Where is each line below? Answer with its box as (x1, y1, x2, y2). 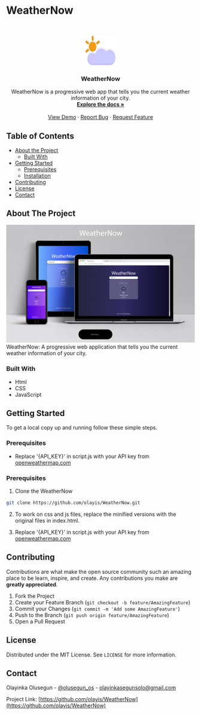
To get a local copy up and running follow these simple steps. (6, 424, 157, 431)
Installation (23, 172, 51, 179)
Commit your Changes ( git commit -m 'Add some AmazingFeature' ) (14, 605, 181, 612)
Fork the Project (14, 592, 55, 600)
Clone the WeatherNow (14, 488, 73, 495)
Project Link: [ (6, 696, 41, 703)
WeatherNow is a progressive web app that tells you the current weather (11, 88, 190, 96)
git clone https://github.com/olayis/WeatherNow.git (6, 500, 141, 506)
